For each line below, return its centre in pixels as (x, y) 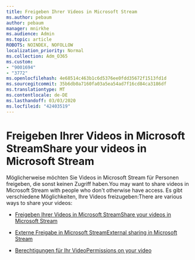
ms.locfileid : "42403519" (38, 106)
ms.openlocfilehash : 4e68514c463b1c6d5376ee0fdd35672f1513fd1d (86, 78)
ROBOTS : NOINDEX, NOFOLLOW (40, 45)
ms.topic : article (29, 39)
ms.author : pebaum (29, 17)
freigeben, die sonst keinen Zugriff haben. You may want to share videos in (97, 184)
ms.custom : (20, 62)
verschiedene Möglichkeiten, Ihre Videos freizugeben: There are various (94, 197)
